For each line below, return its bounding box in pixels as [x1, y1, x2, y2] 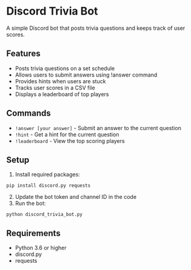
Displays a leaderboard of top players [15, 90, 109, 98]
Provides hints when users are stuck [15, 77, 106, 85]
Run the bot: [15, 199, 46, 207]
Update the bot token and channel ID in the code [15, 193, 137, 201]
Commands [6, 108, 52, 119]
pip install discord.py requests [6, 182, 91, 189]
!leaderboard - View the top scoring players [15, 137, 126, 144]
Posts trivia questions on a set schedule [15, 64, 115, 72]
